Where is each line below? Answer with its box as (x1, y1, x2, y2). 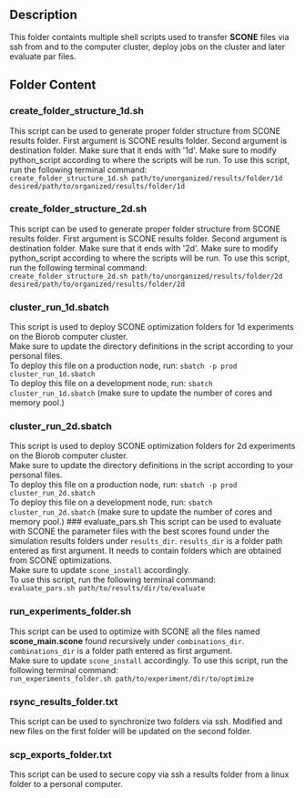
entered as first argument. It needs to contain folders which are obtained (9, 546, 282, 557)
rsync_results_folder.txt (9, 695, 118, 708)
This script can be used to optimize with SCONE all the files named (9, 626, 261, 637)
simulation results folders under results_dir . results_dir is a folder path (9, 536, 283, 547)
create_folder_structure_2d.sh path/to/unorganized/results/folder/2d (9, 271, 283, 281)
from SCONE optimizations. (9, 555, 112, 566)
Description (9, 7, 77, 23)
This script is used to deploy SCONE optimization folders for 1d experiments (9, 322, 294, 332)
